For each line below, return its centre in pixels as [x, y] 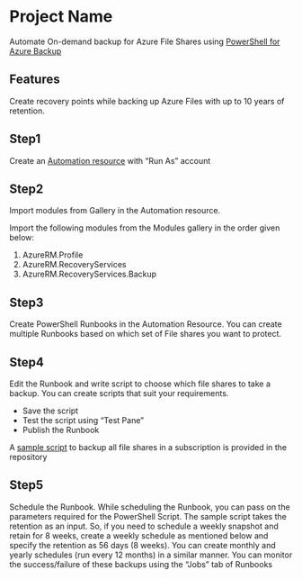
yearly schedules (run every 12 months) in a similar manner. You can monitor [151, 555]
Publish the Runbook [61, 430]
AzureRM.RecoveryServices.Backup [89, 274]
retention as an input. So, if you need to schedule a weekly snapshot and [144, 526]
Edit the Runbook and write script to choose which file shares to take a [140, 384]
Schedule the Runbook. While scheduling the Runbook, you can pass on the [150, 507]
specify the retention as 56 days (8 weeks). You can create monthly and [142, 545]
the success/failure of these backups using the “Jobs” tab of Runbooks [141, 564]
